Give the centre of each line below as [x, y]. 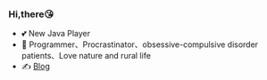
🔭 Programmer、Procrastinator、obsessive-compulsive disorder [140, 44]
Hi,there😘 [31, 14]
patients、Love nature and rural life [86, 56]
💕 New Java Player [56, 34]
